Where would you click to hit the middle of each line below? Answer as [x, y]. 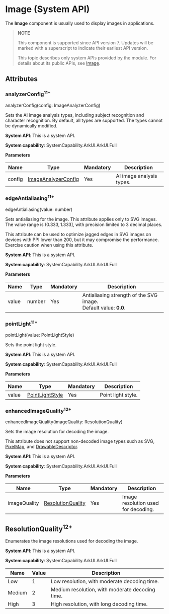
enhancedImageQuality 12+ [38, 410]
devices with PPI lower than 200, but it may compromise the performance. [82, 240]
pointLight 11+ [21, 323]
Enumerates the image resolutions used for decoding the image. [72, 541]
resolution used [141, 503]
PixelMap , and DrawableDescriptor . [42, 447]
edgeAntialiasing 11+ [30, 198]
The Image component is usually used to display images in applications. [80, 23]
